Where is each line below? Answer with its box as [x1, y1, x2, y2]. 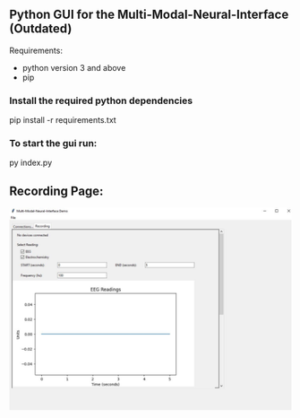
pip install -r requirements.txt [9, 115, 116, 126]
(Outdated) [9, 22, 73, 37]
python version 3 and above [21, 62, 126, 73]
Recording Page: [9, 183, 104, 198]
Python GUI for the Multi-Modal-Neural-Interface [9, 7, 289, 22]
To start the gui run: [9, 137, 98, 150]
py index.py [9, 157, 53, 169]
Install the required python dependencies [9, 94, 193, 107]
